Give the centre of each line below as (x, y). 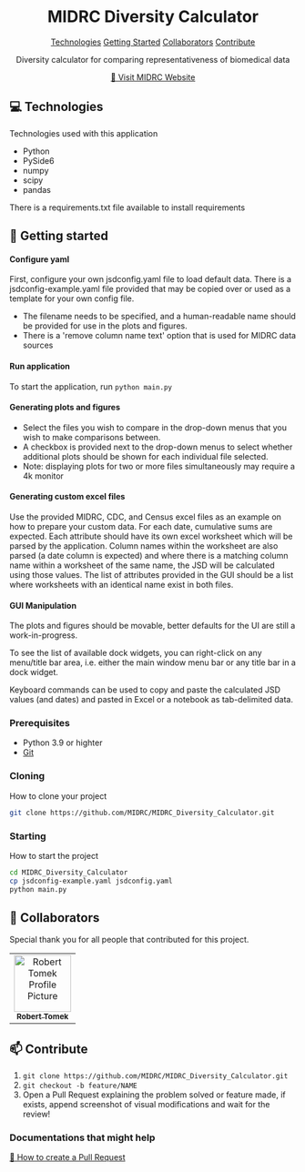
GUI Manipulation (43, 605)
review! (36, 1114)
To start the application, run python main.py (91, 386)
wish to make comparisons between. (91, 437)
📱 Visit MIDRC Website (153, 77)
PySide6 (38, 160)
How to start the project (54, 855)
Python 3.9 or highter (62, 743)
